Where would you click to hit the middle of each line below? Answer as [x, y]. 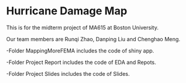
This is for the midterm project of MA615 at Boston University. [82, 27]
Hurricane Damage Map [67, 11]
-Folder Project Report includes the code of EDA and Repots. [81, 62]
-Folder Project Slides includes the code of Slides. [68, 73]
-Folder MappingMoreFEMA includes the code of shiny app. [80, 50]
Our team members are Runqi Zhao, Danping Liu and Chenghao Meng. [93, 39]
